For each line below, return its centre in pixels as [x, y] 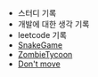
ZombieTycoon [45, 54]
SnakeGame [40, 45]
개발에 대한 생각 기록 [53, 24]
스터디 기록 [37, 13]
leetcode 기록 [42, 35]
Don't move [39, 64]
